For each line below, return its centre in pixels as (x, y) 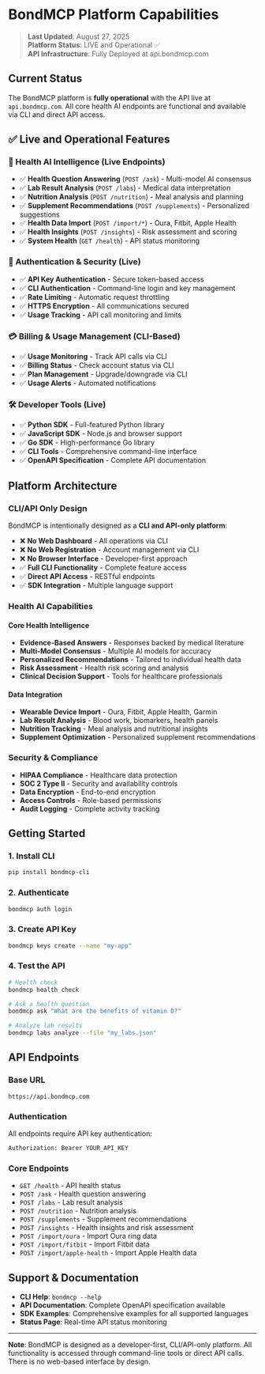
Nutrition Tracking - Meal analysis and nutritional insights (114, 729)
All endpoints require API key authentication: (80, 1134)
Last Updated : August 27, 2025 (78, 36)
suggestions (40, 214)
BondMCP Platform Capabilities (114, 15)
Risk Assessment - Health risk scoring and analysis (104, 668)
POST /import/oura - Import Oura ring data (88, 1236)
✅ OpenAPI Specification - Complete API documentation (113, 460)
